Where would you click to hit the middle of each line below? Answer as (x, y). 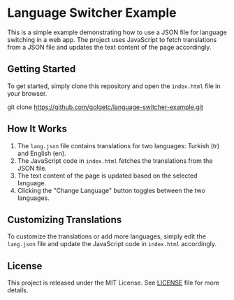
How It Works (37, 129)
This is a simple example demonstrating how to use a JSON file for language (117, 32)
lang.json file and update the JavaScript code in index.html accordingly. (112, 244)
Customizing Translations (65, 219)
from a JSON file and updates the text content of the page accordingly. (109, 47)
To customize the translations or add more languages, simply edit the (107, 236)
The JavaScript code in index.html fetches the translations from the (115, 160)
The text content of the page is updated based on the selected (107, 176)
